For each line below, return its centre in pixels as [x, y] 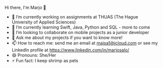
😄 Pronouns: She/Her [34, 55]
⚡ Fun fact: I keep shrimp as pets [45, 60]
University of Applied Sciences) [44, 22]
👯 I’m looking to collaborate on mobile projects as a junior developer [80, 32]
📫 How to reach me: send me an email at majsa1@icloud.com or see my [85, 43]
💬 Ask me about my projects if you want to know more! [67, 37]
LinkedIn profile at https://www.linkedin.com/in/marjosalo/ [70, 50]
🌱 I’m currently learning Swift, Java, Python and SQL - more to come [81, 27]
